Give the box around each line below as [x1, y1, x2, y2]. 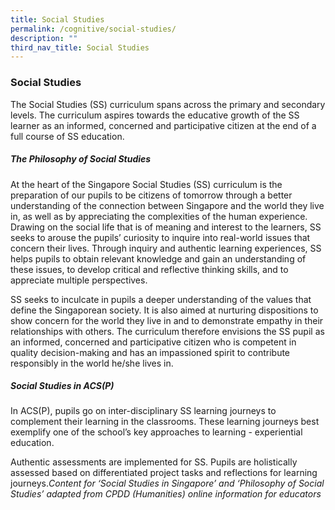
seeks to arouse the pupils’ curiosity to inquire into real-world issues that [10, 231, 311, 243]
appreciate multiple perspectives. [10, 274, 148, 286]
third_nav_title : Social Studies [10, 42, 150, 53]
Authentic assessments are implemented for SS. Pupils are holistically [10, 456, 298, 468]
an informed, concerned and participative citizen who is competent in [10, 336, 297, 348]
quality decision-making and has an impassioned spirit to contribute [10, 346, 291, 358]
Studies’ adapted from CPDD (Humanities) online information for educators [10, 488, 322, 500]
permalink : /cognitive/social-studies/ [10, 24, 177, 34]
